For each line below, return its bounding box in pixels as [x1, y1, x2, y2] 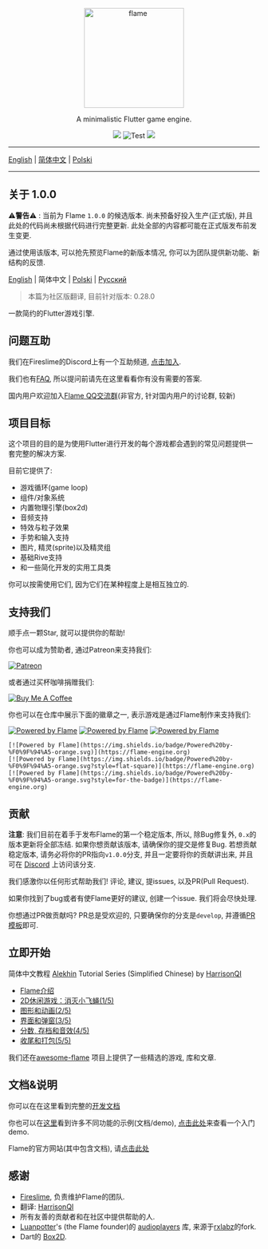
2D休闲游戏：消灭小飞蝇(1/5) [19, 995, 114, 1005]
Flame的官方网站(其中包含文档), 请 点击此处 [8, 1143, 150, 1153]
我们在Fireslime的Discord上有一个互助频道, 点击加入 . [8, 356, 182, 367]
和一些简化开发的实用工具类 [19, 563, 112, 573]
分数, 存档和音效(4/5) [19, 1025, 90, 1035]
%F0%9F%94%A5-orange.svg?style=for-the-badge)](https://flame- [8, 776, 223, 784]
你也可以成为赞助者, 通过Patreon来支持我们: [8, 645, 152, 655]
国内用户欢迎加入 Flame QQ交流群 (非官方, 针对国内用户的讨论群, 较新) [8, 391, 236, 400]
